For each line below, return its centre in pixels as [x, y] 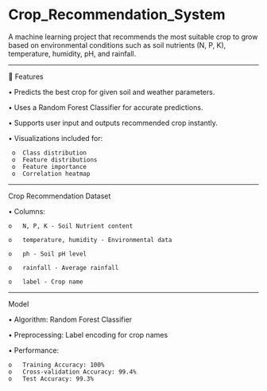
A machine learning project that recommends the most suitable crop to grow [133, 37]
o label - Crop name [46, 282]
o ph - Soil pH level [48, 254]
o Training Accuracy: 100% [56, 365]
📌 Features [26, 76]
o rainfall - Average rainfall [64, 268]
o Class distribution [49, 153]
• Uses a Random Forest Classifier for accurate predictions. [106, 107]
